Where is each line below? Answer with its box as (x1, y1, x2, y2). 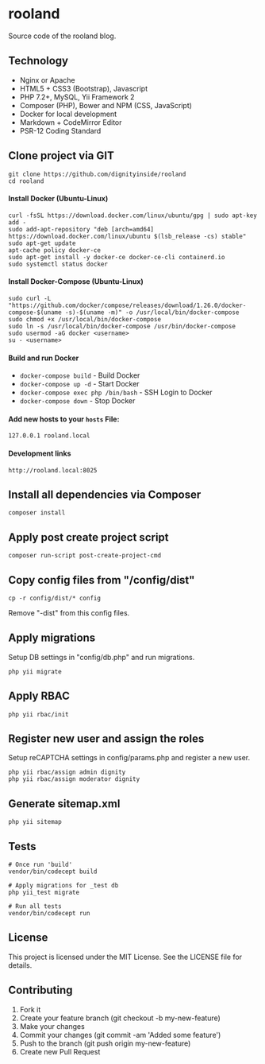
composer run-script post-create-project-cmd (8, 552, 161, 560)
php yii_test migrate (8, 888, 80, 897)
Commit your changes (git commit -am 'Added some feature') (19, 1030, 221, 1039)
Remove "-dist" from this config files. (8, 608, 130, 618)
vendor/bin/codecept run (8, 910, 90, 918)
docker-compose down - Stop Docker (19, 396, 136, 406)
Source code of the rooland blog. (8, 31, 117, 41)
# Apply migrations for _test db (8, 882, 119, 890)
